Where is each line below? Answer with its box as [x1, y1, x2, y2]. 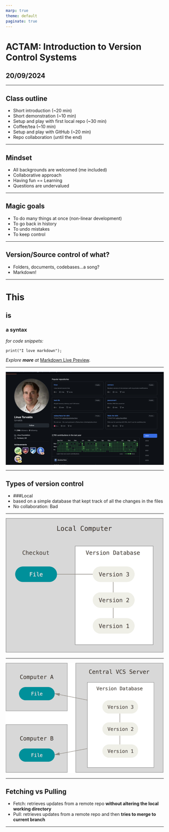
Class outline [6, 94, 48, 103]
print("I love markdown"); [6, 348, 62, 353]
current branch [13, 816, 46, 822]
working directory [13, 806, 52, 812]
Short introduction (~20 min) [13, 108, 72, 114]
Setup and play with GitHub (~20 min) [13, 129, 91, 135]
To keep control [13, 231, 46, 237]
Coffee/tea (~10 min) [13, 123, 56, 130]
